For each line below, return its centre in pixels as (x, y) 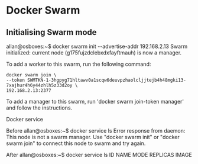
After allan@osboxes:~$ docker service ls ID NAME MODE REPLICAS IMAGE (99, 155)
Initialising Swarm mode (51, 32)
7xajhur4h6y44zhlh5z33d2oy (39, 85)
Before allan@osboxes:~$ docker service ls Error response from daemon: (96, 131)
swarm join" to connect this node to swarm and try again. (76, 143)
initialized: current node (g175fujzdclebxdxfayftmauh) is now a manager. (94, 53)
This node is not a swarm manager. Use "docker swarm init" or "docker (93, 137)
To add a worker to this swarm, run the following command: (79, 64)
